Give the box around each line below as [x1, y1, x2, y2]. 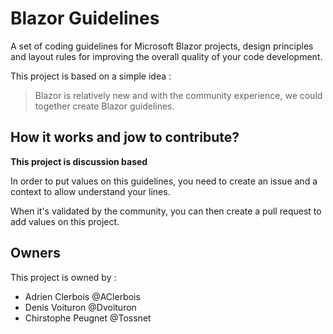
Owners [10, 245, 61, 262]
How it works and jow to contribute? [10, 129, 240, 146]
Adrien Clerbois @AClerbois [24, 290, 141, 302]
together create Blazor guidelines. [34, 100, 175, 112]
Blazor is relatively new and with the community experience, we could [34, 89, 323, 101]
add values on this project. [10, 215, 120, 227]
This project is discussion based [10, 155, 148, 167]
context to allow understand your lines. [10, 185, 171, 197]
